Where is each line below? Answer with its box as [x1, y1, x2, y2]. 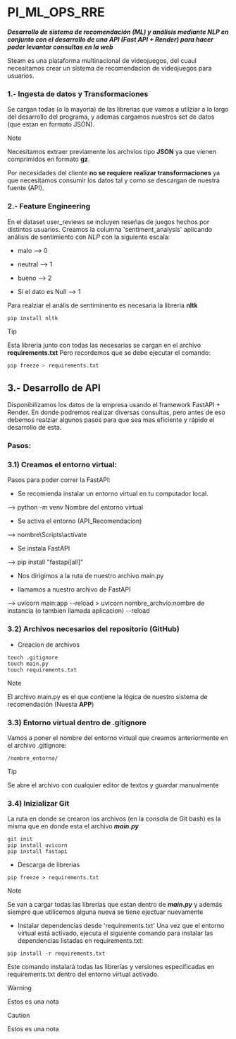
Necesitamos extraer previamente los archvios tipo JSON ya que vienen [7, 148, 217, 156]
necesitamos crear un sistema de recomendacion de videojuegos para [7, 64, 212, 72]
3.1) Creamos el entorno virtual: [7, 459, 118, 469]
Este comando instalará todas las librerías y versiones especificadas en [7, 963, 215, 971]
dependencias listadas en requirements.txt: [17, 937, 144, 945]
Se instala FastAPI [17, 544, 70, 553]
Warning [7, 984, 32, 992]
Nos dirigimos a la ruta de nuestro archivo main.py [17, 572, 164, 580]
